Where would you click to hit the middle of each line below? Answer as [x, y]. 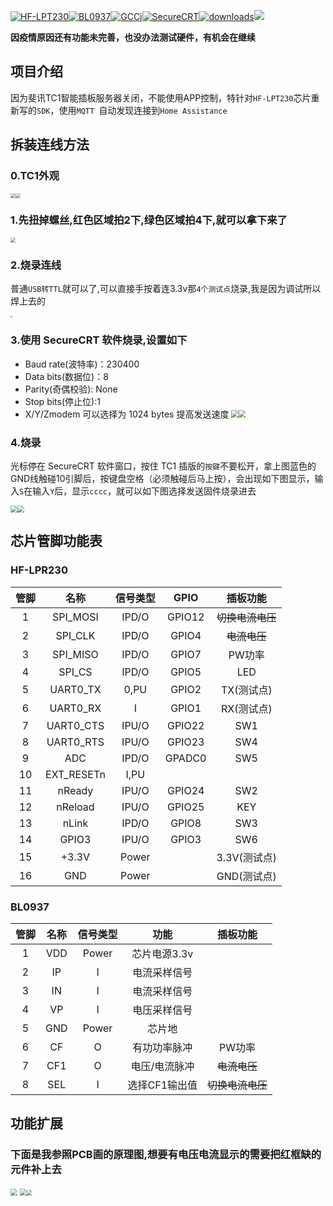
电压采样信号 [162, 1010]
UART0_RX [75, 708]
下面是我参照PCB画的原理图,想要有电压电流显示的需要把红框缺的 [166, 1155]
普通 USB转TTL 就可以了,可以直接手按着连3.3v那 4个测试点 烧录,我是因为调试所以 [166, 289]
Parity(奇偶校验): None [71, 389]
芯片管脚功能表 [56, 541]
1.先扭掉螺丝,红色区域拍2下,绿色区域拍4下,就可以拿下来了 [149, 220]
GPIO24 [185, 790]
